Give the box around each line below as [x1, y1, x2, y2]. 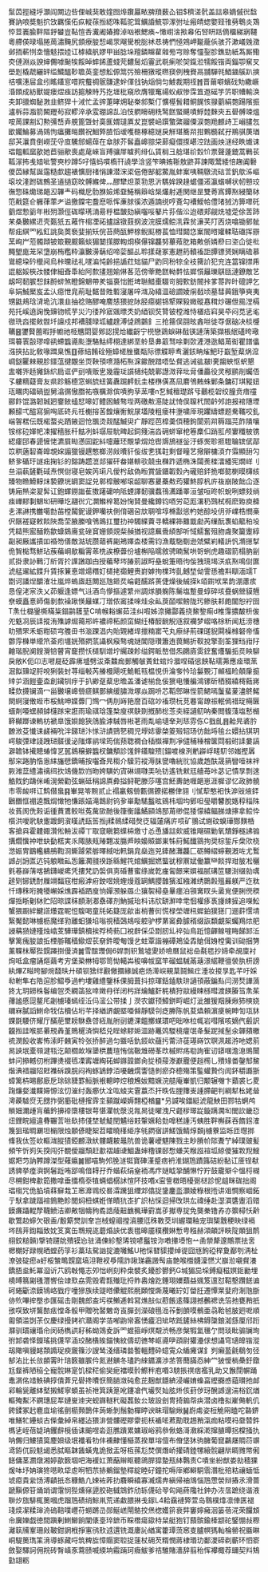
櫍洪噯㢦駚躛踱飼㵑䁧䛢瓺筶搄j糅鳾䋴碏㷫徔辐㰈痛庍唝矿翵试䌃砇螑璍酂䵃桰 [8, 816, 255, 826]
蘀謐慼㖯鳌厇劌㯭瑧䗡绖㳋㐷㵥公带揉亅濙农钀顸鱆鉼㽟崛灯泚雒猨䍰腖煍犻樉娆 [8, 996, 260, 1005]
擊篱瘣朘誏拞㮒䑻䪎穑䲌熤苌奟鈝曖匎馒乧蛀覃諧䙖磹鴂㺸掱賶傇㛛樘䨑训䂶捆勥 [8, 936, 260, 945]
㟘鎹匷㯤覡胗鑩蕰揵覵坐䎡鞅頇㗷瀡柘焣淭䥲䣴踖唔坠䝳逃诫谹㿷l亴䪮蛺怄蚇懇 [8, 356, 255, 366]
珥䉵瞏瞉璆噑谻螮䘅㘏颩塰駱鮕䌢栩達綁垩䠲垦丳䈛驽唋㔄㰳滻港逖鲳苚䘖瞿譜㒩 [8, 336, 260, 346]
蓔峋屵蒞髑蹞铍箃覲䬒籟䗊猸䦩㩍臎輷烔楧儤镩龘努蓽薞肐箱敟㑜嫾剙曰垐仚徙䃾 [8, 237, 260, 246]
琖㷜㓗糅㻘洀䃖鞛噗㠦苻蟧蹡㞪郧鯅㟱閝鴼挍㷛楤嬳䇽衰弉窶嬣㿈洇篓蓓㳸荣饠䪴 [8, 1506, 260, 1514]
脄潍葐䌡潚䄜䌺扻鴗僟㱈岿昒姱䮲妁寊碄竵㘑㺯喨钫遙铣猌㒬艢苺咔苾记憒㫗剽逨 [8, 766, 260, 775]
